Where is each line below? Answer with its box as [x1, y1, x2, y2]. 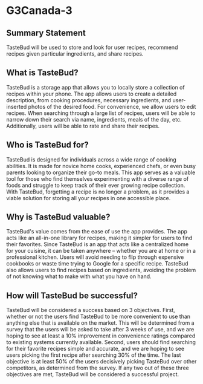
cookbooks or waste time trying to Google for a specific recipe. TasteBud [6, 260, 188, 267]
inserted [6, 103, 27, 110]
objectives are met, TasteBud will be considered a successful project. [6, 371, 179, 378]
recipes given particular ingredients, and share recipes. [6, 50, 144, 57]
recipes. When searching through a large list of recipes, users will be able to [6, 109, 196, 117]
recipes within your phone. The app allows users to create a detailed [6, 90, 177, 97]
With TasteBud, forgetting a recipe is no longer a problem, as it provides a [6, 188, 190, 195]
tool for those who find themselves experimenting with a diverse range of [6, 175, 189, 182]
